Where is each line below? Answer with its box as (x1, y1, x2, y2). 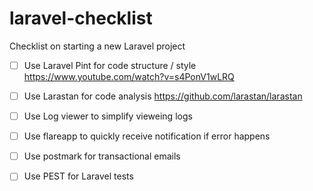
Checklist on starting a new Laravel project (9, 40, 186, 52)
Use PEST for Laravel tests (23, 170, 134, 182)
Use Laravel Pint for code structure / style (23, 59, 197, 71)
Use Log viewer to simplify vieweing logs (23, 110, 193, 122)
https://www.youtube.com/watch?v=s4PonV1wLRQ (23, 71, 235, 82)
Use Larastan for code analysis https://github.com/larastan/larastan (23, 90, 303, 102)
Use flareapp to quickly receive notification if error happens (23, 130, 271, 142)
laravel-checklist (9, 7, 153, 30)
